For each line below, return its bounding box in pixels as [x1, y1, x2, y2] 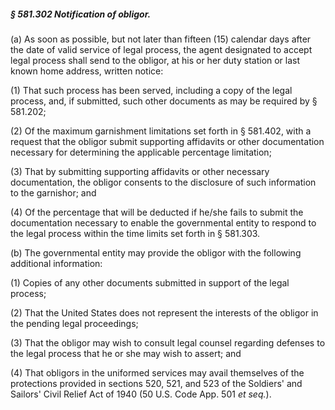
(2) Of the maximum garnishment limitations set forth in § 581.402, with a [10, 125, 312, 137]
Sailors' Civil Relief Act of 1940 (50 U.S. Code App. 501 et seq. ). [10, 388, 272, 400]
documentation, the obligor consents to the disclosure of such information [10, 176, 317, 188]
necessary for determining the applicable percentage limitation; [10, 146, 272, 158]
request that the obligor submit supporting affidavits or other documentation [10, 135, 325, 147]
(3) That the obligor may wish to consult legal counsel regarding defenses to [10, 336, 326, 349]
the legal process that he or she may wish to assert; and [10, 347, 242, 359]
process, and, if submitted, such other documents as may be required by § [10, 95, 318, 107]
